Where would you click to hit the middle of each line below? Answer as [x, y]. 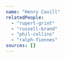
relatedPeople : [25, 18]
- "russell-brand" [35, 29]
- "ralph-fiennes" [35, 40]
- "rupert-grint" [33, 23]
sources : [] [21, 46]
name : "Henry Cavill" [33, 12]
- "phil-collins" [33, 34]
